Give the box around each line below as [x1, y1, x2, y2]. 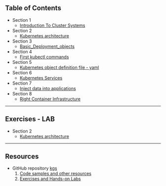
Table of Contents [5, 4, 62, 12]
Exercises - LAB [5, 115, 55, 123]
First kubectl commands [19, 54, 69, 60]
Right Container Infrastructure [19, 96, 81, 102]
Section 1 [12, 17, 31, 23]
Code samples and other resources [19, 171, 91, 177]
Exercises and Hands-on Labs [19, 176, 81, 182]
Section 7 [12, 80, 32, 86]
